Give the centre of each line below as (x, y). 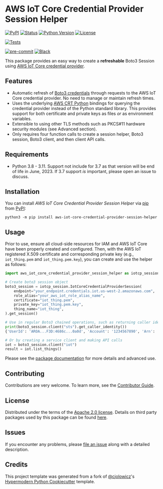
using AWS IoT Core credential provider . (45, 66)
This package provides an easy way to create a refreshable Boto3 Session (80, 61)
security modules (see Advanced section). (54, 129)
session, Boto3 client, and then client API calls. (59, 139)
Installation (22, 192)
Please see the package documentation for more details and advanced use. (81, 358)
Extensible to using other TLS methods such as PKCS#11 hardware (79, 124)
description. (17, 449)
